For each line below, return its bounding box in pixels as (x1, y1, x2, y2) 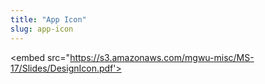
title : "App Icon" (10, 14, 87, 25)
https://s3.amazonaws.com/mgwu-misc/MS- (69, 51, 255, 63)
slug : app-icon (10, 24, 74, 34)
